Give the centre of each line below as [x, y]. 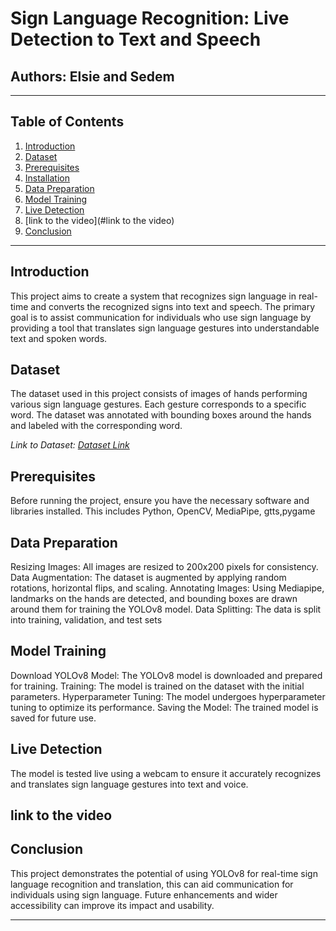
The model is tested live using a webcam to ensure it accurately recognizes [166, 773]
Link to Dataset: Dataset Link [70, 445]
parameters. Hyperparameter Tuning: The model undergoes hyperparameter [168, 696]
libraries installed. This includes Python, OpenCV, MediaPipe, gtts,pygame [163, 511]
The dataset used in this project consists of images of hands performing [159, 394]
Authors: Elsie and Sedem [92, 76]
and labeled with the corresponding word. [96, 426]
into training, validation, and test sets [86, 620]
